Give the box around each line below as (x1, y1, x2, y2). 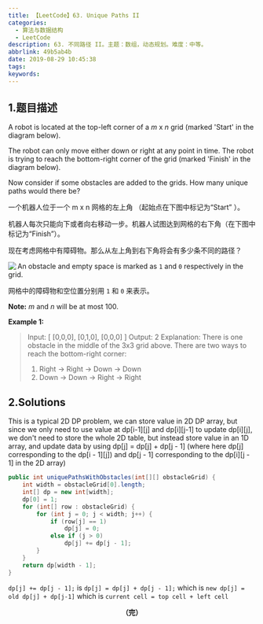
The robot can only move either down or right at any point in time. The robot (8, 146, 254, 156)
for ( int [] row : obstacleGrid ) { (22, 503, 135, 511)
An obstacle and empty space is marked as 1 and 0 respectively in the (17, 261, 243, 271)
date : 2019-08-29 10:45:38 (8, 56, 97, 64)
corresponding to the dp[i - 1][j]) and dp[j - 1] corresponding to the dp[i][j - (8, 450, 250, 460)
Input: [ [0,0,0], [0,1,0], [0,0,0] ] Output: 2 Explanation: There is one (27, 332, 243, 342)
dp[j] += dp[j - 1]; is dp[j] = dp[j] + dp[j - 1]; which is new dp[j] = (8, 583, 245, 593)
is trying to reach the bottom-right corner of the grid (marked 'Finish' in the (8, 154, 251, 164)
